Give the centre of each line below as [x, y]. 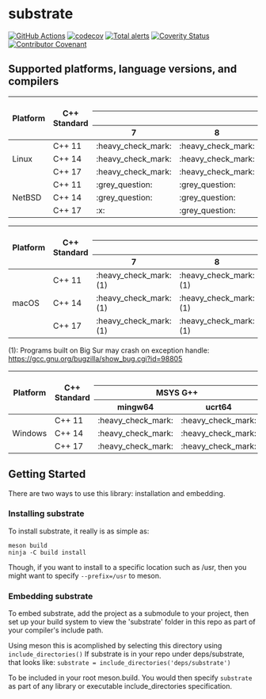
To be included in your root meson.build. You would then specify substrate [130, 678]
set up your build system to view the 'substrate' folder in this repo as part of [132, 622]
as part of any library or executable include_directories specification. [120, 686]
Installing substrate [46, 514]
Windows [30, 433]
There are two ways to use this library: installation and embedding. [117, 493]
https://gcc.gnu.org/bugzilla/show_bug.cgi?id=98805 [95, 358]
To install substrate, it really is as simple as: [79, 531]
